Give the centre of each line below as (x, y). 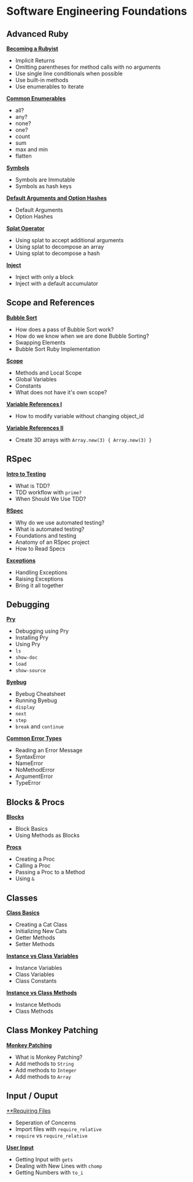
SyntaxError (30, 757)
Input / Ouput (32, 1096)
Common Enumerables (36, 98)
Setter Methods (35, 944)
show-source (30, 671)
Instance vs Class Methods (42, 993)
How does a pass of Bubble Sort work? (65, 329)
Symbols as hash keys (44, 186)
